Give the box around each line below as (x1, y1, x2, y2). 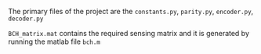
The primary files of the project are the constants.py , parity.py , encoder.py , (8, 7, 254, 16)
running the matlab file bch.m (8, 37, 100, 46)
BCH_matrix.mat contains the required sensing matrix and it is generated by (8, 29, 249, 38)
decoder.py (8, 15, 44, 23)
